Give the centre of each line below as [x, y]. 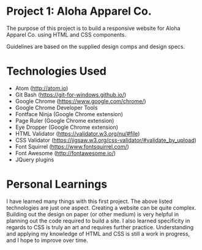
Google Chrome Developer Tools [56, 108]
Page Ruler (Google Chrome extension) [65, 120]
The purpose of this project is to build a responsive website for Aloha [93, 28]
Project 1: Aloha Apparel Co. [79, 11]
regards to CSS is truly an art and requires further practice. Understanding [100, 227]
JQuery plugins [35, 160]
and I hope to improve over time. [47, 240]
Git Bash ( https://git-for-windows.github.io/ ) [71, 94]
